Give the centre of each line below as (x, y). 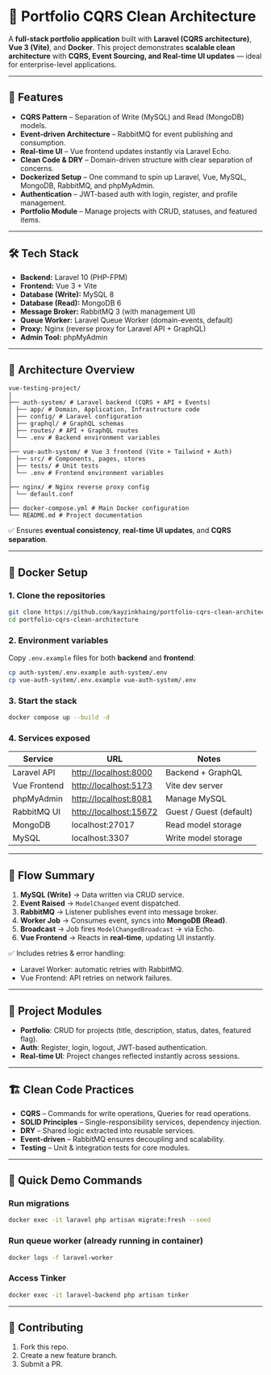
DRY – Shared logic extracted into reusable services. (108, 1130)
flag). (29, 1039)
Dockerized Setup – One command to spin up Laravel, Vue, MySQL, (133, 177)
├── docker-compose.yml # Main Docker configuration (99, 508)
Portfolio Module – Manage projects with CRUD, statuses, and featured (138, 211)
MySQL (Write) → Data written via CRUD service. (102, 895)
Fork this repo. (44, 1347)
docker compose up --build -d (59, 718)
